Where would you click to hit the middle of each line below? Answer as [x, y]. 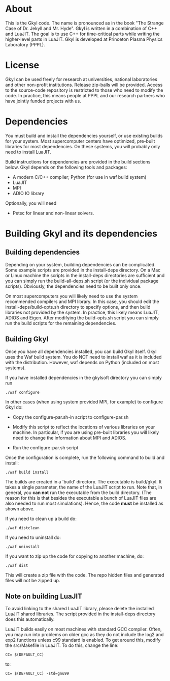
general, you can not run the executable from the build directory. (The [78, 493]
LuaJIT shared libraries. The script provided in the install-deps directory [80, 614]
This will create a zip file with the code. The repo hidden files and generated [85, 575]
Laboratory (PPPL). [25, 44]
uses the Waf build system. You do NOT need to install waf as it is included [83, 357]
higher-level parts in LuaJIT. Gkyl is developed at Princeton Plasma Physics [84, 39]
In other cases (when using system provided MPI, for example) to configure [84, 402]
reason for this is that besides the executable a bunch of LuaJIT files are [81, 498]
